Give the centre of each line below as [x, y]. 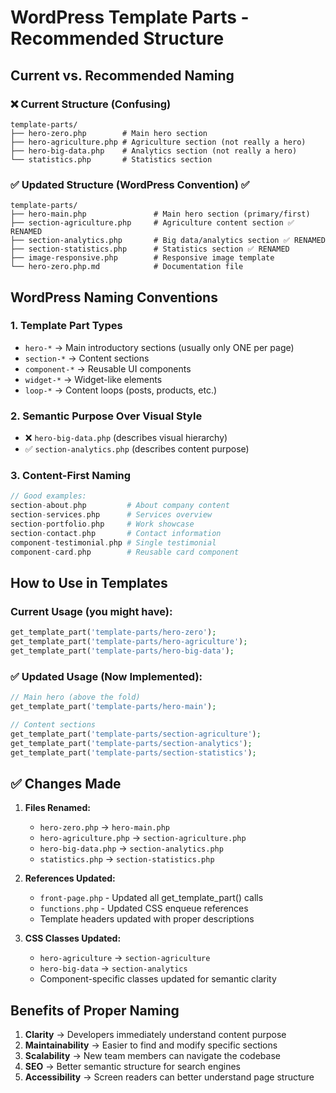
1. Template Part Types [66, 326]
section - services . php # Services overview [111, 515]
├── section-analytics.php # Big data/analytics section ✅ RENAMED [168, 241]
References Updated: [70, 878]
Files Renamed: [57, 808]
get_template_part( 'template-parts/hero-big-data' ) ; [122, 651]
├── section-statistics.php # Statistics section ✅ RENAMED [150, 249]
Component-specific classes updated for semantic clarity [158, 979]
